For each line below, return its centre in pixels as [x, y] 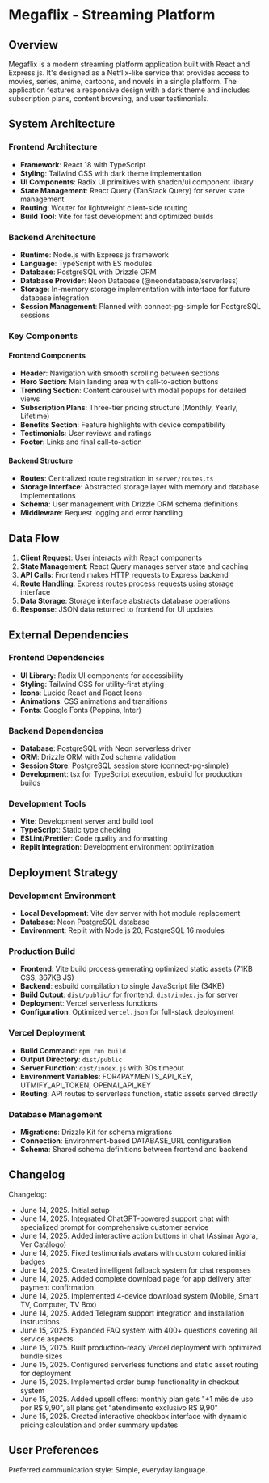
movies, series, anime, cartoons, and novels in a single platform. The [122, 81]
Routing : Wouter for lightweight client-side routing [104, 207]
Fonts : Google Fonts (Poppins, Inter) [80, 710]
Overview [34, 45]
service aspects [47, 1339]
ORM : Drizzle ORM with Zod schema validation [98, 757]
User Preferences [53, 1450]
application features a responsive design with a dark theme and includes [129, 90]
